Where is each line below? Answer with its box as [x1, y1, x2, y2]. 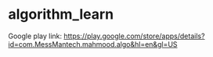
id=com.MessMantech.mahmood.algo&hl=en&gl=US [8, 39, 178, 48]
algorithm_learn [8, 5, 114, 23]
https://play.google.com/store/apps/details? [63, 31, 205, 41]
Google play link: [8, 31, 63, 41]
